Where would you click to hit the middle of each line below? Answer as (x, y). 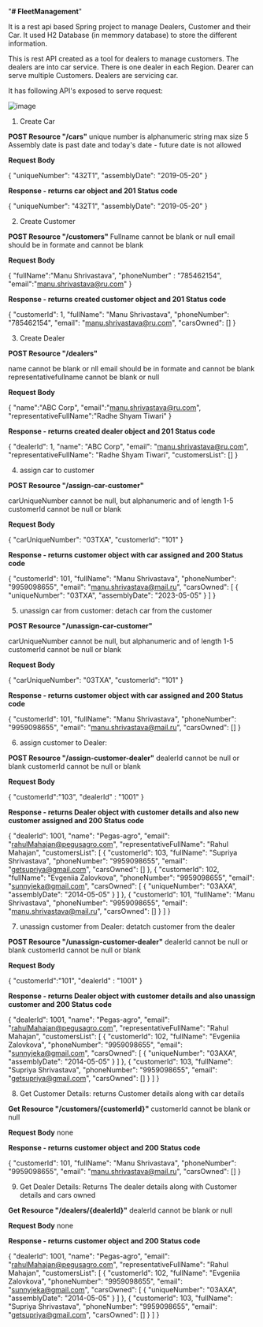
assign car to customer (57, 470)
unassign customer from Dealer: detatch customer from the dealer (127, 926)
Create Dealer (42, 338)
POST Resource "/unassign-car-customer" (80, 626)
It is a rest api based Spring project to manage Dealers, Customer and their (130, 26)
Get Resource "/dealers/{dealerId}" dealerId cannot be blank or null (120, 1210)
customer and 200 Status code (60, 1004)
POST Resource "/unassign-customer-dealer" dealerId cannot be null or (128, 942)
